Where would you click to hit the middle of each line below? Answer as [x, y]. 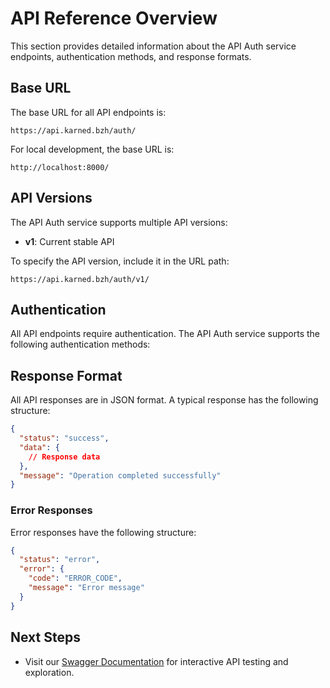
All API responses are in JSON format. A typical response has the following [164, 400]
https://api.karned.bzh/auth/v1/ [80, 279]
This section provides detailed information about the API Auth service [153, 46]
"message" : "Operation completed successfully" [120, 475]
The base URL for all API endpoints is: [88, 112]
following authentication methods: [80, 344]
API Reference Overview [114, 18]
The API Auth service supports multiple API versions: [119, 222]
